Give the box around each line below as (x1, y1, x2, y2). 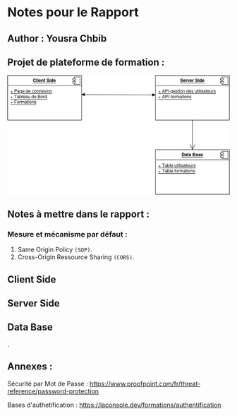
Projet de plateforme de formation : (7, 56, 165, 68)
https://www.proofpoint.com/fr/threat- (89, 379, 201, 388)
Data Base (7, 321, 53, 333)
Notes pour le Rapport (7, 4, 139, 20)
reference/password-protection (7, 386, 99, 396)
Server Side (7, 297, 60, 309)
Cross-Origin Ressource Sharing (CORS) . (17, 253, 135, 261)
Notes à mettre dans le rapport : (7, 208, 150, 220)
